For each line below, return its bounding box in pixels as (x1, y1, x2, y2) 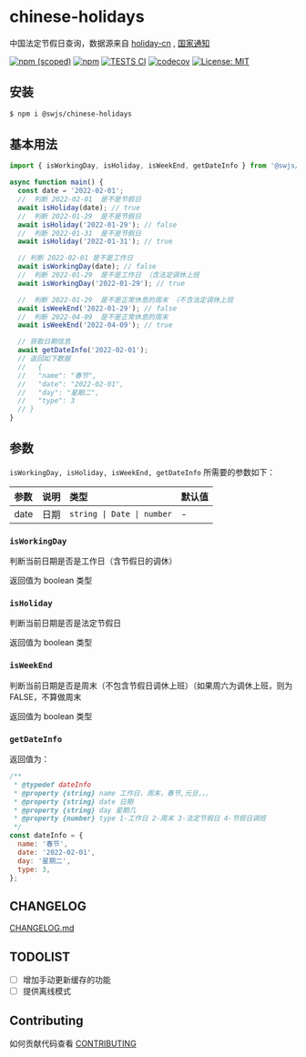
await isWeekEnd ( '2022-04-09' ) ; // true (17, 320, 173, 330)
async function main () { (9, 178, 104, 188)
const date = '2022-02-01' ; (17, 187, 125, 196)
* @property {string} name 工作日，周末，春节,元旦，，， (13, 788, 212, 798)
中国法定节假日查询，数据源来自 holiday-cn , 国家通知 (9, 37, 210, 48)
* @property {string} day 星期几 (13, 806, 137, 815)
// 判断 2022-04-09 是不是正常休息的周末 (17, 312, 168, 321)
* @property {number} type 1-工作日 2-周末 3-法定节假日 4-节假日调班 (13, 814, 267, 823)
